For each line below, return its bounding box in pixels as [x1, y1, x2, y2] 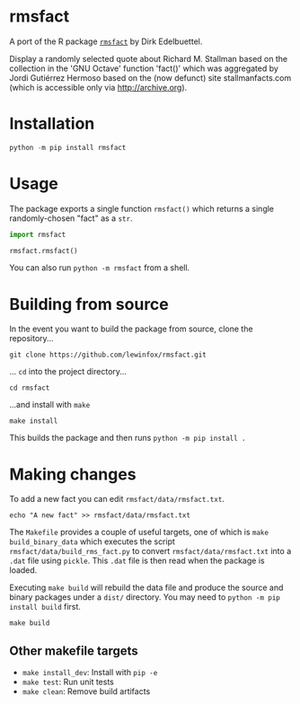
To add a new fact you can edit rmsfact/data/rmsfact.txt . [9, 494, 225, 505]
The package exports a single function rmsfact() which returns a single [9, 203, 275, 214]
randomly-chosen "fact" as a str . [9, 213, 133, 224]
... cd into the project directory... [9, 366, 128, 377]
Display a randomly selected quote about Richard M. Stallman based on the [9, 53, 288, 64]
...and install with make [9, 400, 91, 410]
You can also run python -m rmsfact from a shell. [9, 262, 190, 273]
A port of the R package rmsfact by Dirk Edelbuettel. [9, 36, 203, 47]
